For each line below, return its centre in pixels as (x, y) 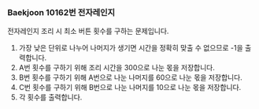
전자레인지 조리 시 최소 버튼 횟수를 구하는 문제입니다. (88, 31)
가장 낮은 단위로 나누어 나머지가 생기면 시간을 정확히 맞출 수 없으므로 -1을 (131, 48)
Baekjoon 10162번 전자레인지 (61, 12)
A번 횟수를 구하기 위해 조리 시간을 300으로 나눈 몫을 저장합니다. (117, 68)
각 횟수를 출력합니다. (50, 97)
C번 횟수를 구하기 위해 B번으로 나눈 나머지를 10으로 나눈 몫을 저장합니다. (130, 88)
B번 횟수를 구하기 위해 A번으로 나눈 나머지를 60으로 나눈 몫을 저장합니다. (131, 77)
